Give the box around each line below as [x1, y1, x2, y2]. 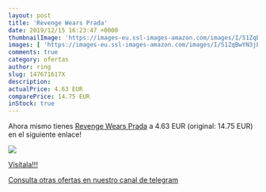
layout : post [8, 11, 51, 20]
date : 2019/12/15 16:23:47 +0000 [8, 26, 119, 34]
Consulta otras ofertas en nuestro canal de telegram [8, 175, 179, 185]
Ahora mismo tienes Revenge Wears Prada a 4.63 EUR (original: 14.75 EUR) [8, 122, 253, 131]
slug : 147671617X [8, 70, 66, 78]
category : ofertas [8, 56, 69, 64]
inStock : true [8, 100, 55, 107]
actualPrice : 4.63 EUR [8, 85, 83, 93]
